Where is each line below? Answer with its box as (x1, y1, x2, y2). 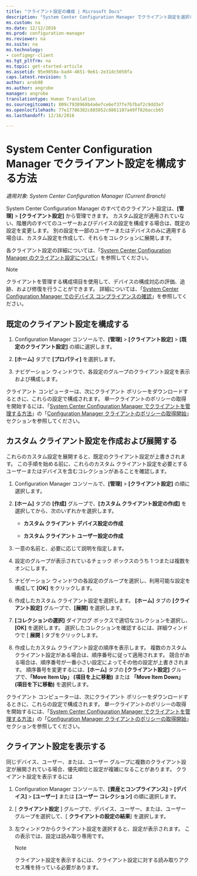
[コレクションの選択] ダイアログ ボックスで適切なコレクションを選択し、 (14, 617, 191, 624)
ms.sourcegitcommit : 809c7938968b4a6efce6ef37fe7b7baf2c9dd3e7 (6, 101, 164, 108)
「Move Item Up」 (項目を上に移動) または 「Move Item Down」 (30, 673, 184, 680)
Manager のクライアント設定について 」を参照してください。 (6, 254, 152, 262)
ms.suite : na (6, 42, 38, 48)
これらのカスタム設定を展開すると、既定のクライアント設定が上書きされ (6, 453, 181, 460)
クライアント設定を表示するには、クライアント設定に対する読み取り (14, 856, 179, 863)
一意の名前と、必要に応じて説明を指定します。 (14, 544, 127, 551)
